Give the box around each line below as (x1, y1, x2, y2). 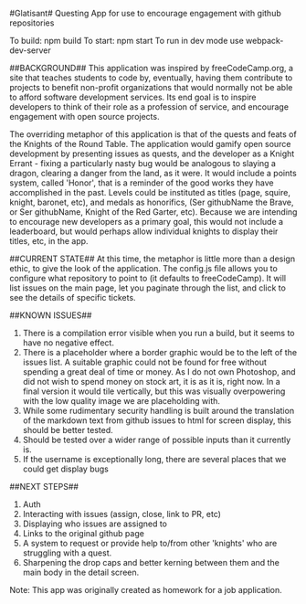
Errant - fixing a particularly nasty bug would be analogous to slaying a (9, 158, 277, 168)
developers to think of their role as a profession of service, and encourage (9, 101, 290, 112)
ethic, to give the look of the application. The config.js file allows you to (9, 263, 279, 273)
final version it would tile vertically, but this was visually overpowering (22, 386, 286, 397)
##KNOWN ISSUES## (9, 310, 92, 321)
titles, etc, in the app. (9, 236, 89, 246)
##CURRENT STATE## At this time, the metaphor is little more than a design (9, 253, 295, 264)
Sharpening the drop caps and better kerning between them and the (22, 557, 280, 567)
